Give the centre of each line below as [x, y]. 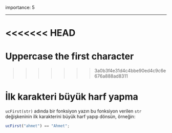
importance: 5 [20, 7]
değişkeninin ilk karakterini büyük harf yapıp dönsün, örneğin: [70, 117]
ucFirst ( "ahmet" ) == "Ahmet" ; [38, 126]
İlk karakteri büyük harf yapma [72, 97]
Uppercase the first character [70, 56]
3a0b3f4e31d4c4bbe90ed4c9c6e [130, 71]
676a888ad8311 [111, 76]
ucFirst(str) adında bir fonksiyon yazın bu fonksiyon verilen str [73, 111]
